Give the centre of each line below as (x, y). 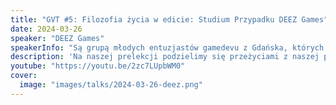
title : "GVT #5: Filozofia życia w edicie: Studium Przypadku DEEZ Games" (169, 19)
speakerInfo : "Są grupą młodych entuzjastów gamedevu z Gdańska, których (167, 47)
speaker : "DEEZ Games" (57, 38)
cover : (24, 76)
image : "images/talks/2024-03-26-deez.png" (111, 85)
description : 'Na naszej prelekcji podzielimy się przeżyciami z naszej (165, 57)
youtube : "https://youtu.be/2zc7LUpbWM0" (98, 66)
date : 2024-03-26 (46, 29)
